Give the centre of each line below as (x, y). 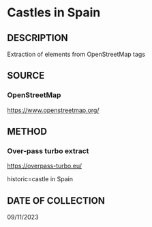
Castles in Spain (54, 13)
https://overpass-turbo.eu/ (45, 166)
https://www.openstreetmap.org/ (54, 110)
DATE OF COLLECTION (56, 201)
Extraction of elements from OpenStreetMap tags (76, 54)
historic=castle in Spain (40, 179)
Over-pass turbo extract (48, 151)
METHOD (27, 132)
